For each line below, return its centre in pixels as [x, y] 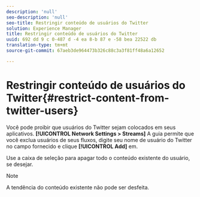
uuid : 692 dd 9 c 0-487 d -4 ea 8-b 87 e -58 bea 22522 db [81, 39]
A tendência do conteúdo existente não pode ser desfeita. [78, 187]
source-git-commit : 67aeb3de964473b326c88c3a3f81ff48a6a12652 [85, 51]
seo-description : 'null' [37, 17]
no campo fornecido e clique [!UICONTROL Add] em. [72, 146]
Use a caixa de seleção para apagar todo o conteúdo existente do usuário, [98, 158]
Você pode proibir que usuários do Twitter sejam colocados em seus [91, 127]
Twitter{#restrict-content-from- [88, 98]
